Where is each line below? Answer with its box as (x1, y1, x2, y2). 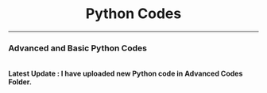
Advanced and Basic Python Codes (8, 43, 147, 54)
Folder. (8, 77, 32, 87)
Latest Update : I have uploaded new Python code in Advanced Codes (8, 69, 243, 79)
